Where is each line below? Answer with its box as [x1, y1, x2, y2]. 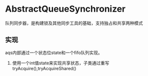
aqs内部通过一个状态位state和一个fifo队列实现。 [5, 50, 103, 56]
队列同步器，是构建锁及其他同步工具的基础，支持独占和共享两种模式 [5, 20, 143, 26]
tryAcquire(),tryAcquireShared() [12, 65, 77, 71]
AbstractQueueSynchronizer [5, 3, 126, 15]
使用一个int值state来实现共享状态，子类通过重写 [12, 60, 110, 66]
